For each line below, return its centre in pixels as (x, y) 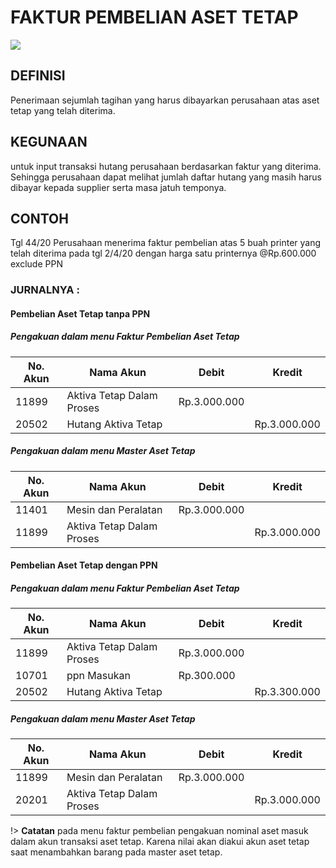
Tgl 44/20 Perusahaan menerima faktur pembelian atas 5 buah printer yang (166, 243)
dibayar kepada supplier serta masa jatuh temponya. (118, 187)
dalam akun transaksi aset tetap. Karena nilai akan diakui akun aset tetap (160, 842)
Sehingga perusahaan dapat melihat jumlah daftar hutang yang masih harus (166, 177)
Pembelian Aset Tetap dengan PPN (84, 565)
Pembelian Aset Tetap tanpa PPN (80, 313)
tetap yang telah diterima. (63, 110)
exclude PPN (36, 264)
